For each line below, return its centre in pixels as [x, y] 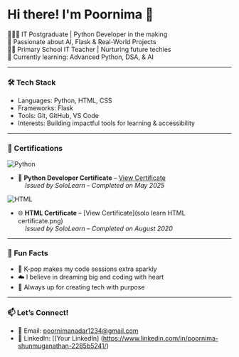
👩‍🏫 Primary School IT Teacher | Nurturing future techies [89, 49]
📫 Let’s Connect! [38, 312]
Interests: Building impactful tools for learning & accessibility [106, 123]
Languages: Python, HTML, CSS [65, 101]
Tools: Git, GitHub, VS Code [58, 116]
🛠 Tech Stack [32, 82]
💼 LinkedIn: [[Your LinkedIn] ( [60, 339]
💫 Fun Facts [28, 253]
